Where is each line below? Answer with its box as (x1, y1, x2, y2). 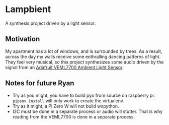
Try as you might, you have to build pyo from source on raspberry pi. (12, 92, 155, 98)
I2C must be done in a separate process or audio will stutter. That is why (12, 108, 163, 114)
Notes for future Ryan (5, 79, 74, 88)
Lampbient (5, 4, 51, 15)
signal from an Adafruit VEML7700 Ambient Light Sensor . (5, 64, 124, 70)
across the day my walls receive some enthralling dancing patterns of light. (5, 53, 161, 59)
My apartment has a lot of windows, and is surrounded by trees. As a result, (5, 48, 162, 54)
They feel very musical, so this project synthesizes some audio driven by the (5, 59, 164, 65)
